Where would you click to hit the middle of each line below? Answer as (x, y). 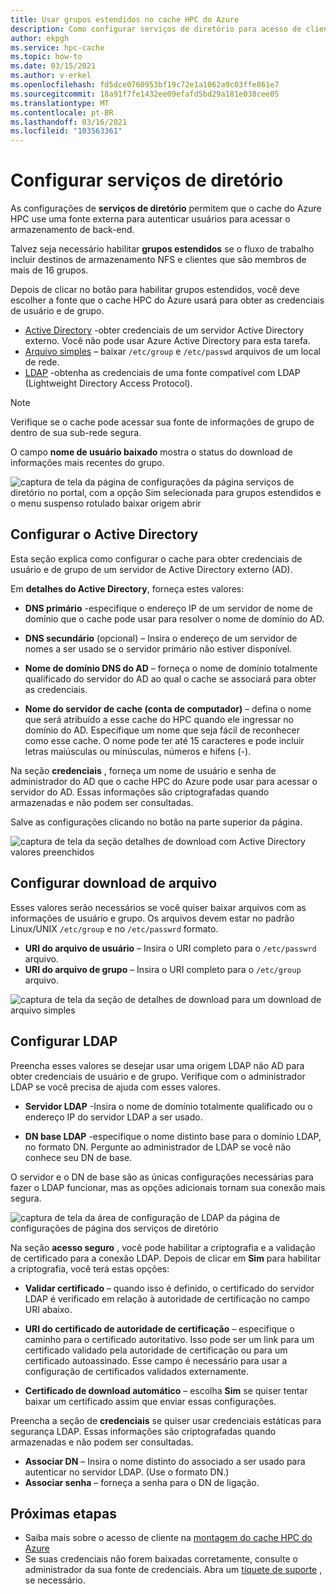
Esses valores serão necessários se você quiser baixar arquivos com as (158, 907)
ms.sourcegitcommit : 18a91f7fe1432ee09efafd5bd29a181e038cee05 (145, 94)
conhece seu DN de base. (78, 1157)
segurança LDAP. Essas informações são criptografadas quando (143, 1431)
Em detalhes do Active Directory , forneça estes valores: (127, 588)
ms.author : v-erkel (51, 76)
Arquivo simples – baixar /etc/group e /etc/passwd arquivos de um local (172, 352)
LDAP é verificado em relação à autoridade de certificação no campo (167, 1298)
